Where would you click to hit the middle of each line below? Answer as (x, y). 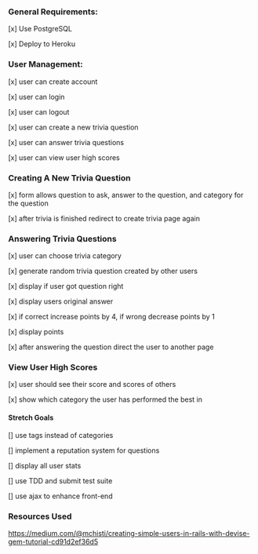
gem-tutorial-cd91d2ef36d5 (53, 541)
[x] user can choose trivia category (65, 256)
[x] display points (36, 332)
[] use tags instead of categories (61, 435)
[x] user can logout (39, 111)
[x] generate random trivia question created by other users (103, 271)
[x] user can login (36, 97)
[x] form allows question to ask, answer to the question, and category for (126, 195)
